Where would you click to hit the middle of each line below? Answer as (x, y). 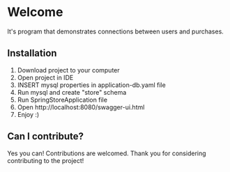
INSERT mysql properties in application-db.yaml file (91, 85)
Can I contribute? (46, 136)
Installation (32, 53)
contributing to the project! (46, 160)
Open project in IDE (45, 77)
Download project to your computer (68, 70)
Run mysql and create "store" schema (72, 92)
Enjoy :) (28, 114)
